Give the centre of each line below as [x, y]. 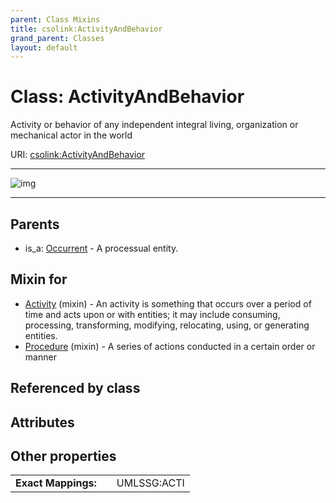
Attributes [42, 422]
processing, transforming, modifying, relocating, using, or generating [167, 325]
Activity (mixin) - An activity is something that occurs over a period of [168, 303]
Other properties [63, 456]
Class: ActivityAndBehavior [127, 97]
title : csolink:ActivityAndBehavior [86, 29]
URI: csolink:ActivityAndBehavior [78, 155]
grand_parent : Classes [57, 38]
